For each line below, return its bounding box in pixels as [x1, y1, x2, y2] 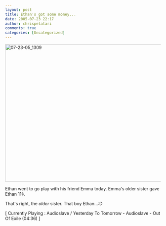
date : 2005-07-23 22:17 [5, 16, 54, 21]
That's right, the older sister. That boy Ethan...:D [5, 201, 103, 206]
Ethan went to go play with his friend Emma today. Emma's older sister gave [5, 186, 160, 191]
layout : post [5, 7, 32, 12]
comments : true [5, 26, 37, 31]
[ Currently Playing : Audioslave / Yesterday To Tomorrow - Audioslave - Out [5, 210, 161, 216]
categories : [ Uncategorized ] [5, 30, 65, 35]
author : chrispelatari [5, 21, 52, 26]
